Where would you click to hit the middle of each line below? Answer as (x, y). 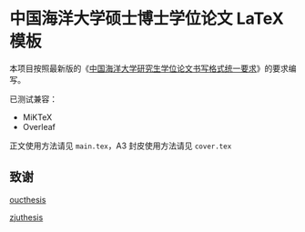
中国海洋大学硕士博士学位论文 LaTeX (147, 19)
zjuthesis (26, 217)
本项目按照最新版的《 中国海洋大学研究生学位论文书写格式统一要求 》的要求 (149, 68)
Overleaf (39, 126)
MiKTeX (37, 117)
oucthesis (28, 199)
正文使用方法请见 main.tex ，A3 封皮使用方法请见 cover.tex (121, 146)
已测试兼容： (33, 99)
